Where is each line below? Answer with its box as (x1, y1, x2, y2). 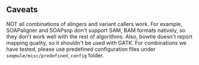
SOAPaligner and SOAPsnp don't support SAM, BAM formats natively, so (6, 27, 186, 34)
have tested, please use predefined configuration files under (6, 45, 156, 53)
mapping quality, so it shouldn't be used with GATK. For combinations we (6, 39, 187, 46)
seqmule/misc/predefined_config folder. (6, 51, 104, 58)
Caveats (6, 5, 38, 15)
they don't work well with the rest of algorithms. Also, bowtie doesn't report (6, 32, 193, 40)
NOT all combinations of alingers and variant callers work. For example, (6, 20, 183, 27)
